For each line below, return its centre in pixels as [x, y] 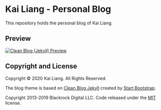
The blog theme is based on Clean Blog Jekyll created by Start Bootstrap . [80, 88]
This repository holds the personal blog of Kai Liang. [59, 23]
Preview [18, 39]
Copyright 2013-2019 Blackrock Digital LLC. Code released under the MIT [80, 98]
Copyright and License [41, 66]
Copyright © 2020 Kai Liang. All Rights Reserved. [56, 78]
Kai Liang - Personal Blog [58, 9]
